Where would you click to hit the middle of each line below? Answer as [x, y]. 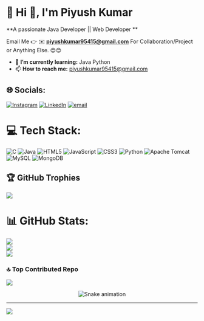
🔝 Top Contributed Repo [42, 269]
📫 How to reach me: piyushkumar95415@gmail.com [81, 69]
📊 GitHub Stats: [48, 221]
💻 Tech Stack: [44, 130]
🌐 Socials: [26, 90]
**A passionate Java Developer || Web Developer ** [72, 29]
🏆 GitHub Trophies [43, 178]
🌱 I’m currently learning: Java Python [63, 62]
